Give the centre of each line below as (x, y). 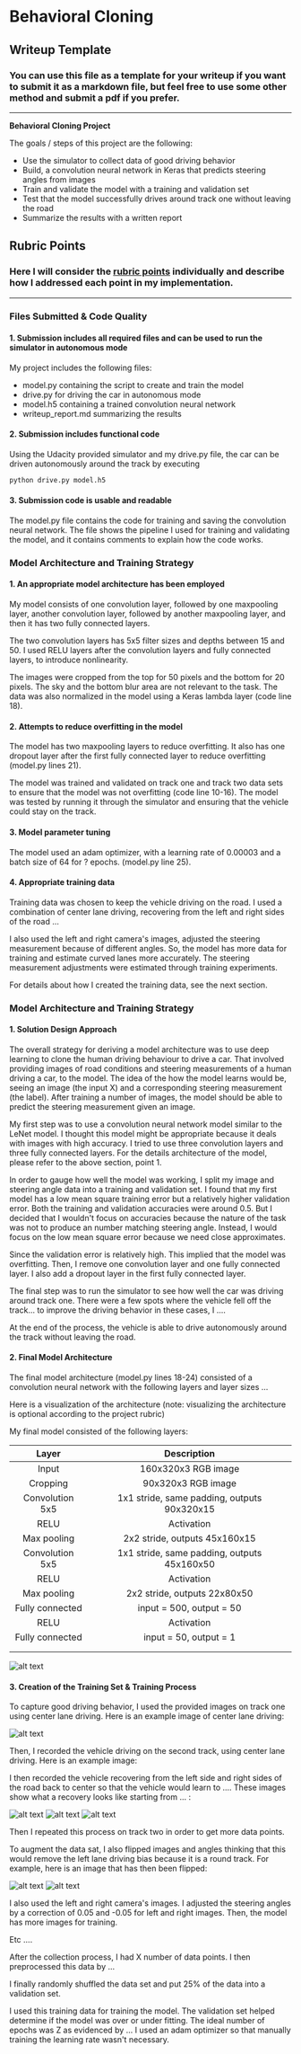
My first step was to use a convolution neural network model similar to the (146, 1124)
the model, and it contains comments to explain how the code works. (137, 539)
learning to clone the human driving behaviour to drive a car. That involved (147, 1058)
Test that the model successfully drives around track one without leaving (156, 199)
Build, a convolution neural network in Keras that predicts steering (144, 170)
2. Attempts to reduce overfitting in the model (96, 726)
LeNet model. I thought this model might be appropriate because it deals (143, 1133)
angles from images (59, 179)
